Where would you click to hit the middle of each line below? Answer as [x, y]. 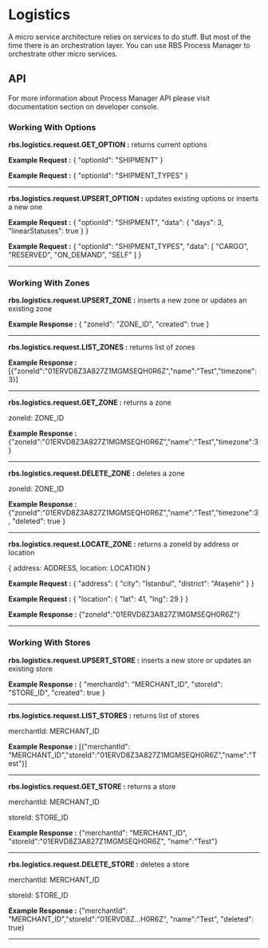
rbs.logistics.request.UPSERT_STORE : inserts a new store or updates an [130, 660]
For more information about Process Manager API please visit [109, 98]
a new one [26, 207]
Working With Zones [49, 282]
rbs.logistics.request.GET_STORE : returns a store [92, 786]
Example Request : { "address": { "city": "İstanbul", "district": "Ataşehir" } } [131, 583]
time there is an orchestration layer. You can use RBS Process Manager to [129, 45]
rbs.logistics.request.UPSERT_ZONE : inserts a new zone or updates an [128, 300]
